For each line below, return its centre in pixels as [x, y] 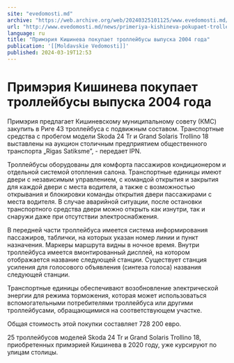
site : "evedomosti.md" [40, 14]
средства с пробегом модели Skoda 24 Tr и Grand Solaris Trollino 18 [108, 136]
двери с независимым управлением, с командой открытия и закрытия [113, 179]
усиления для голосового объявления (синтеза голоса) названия [104, 267]
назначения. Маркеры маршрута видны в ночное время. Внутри [103, 244]
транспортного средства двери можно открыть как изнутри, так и [106, 209]
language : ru [26, 33]
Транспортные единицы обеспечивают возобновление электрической [113, 288]
